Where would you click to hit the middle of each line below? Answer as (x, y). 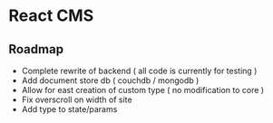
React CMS (51, 16)
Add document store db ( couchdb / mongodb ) (110, 80)
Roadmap (36, 49)
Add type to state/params (69, 109)
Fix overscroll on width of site (77, 99)
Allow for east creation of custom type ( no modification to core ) (143, 90)
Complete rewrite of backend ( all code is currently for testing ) (139, 71)
